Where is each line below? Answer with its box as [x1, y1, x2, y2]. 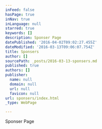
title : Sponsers [5, 49, 39, 54]
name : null [9, 77, 32, 82]
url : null [9, 86, 30, 91]
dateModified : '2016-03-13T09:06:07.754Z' [5, 44, 95, 49]
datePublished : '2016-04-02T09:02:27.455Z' [5, 40, 97, 45]
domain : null [9, 81, 37, 86]
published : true [5, 63, 39, 68]
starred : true [5, 26, 35, 31]
